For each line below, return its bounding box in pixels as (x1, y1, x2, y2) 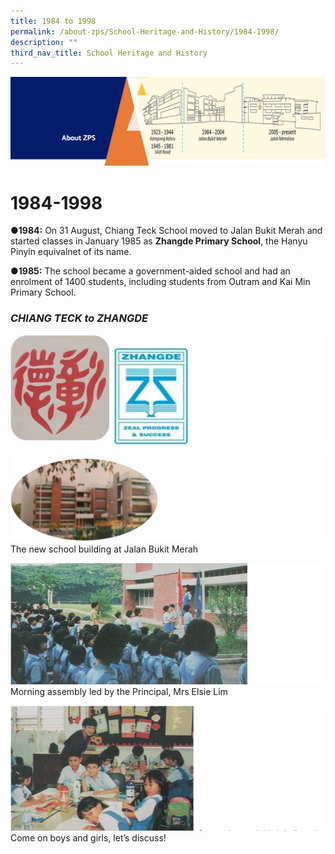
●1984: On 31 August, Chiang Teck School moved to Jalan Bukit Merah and (10, 225, 323, 237)
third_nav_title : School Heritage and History (10, 48, 208, 58)
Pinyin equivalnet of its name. (10, 246, 132, 258)
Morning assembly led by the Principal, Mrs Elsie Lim (10, 685, 228, 697)
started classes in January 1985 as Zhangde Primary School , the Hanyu (10, 235, 308, 247)
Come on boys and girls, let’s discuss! (10, 831, 167, 844)
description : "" (10, 37, 78, 47)
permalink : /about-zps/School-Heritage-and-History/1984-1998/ (10, 26, 280, 37)
